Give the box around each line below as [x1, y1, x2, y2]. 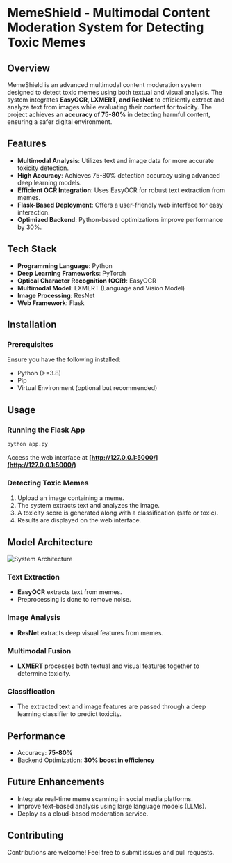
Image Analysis [7, 613, 61, 623]
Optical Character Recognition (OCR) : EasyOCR [17, 277, 156, 285]
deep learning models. [17, 178, 82, 187]
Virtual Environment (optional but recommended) [17, 384, 158, 392]
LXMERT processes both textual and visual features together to [17, 662, 200, 670]
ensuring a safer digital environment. [7, 118, 113, 126]
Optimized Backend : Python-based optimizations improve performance [17, 215, 224, 224]
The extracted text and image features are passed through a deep [17, 702, 206, 711]
